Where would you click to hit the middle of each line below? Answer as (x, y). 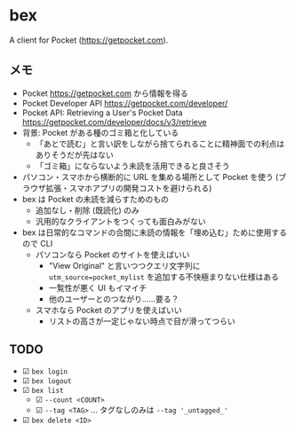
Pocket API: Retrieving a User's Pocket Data (103, 113)
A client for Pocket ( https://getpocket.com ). (89, 40)
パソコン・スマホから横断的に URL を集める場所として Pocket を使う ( (150, 177)
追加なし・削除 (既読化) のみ (87, 210)
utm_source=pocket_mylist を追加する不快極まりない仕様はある (164, 277)
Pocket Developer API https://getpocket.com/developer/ (125, 103)
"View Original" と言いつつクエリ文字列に (124, 265)
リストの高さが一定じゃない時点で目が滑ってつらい (142, 321)
